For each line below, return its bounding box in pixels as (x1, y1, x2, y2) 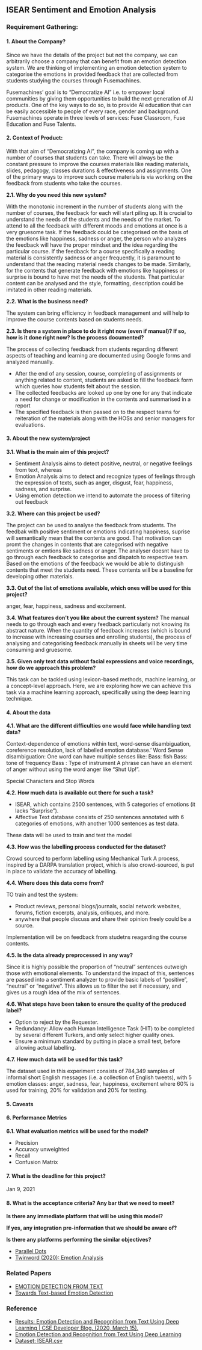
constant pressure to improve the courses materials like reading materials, (6, 160, 190, 167)
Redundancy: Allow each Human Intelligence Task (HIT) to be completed (14, 1025, 195, 1032)
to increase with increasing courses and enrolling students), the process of (6, 633, 192, 640)
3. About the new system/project (6, 435, 90, 442)
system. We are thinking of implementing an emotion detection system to (6, 64, 188, 71)
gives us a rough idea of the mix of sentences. (6, 989, 121, 996)
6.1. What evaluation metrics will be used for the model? (6, 1127, 149, 1135)
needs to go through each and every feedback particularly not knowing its (6, 620, 190, 628)
